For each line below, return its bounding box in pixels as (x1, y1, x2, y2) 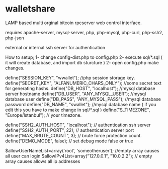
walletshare (5, 3, 55, 15)
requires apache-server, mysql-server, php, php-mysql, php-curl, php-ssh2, (5, 29, 163, 35)
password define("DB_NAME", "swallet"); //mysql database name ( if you (5, 101, 156, 107)
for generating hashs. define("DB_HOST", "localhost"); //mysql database (5, 85, 156, 91)
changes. (5, 65, 25, 71)
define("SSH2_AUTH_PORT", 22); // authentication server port (5, 127, 134, 133)
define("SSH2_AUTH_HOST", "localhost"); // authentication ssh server (5, 122, 151, 128)
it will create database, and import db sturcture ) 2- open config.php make (5, 59, 159, 65)
